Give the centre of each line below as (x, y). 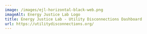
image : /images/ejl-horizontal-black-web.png (54, 10)
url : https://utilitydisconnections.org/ (50, 24)
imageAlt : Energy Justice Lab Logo (43, 14)
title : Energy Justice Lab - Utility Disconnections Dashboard (73, 19)
